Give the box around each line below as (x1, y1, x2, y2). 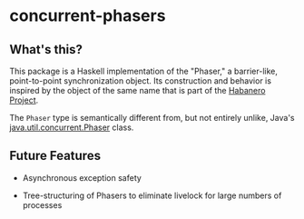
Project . (9, 95, 39, 105)
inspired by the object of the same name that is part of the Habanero (9, 85, 266, 95)
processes (22, 199, 63, 210)
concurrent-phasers (9, 5, 166, 26)
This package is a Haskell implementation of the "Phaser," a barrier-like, (9, 65, 279, 76)
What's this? (9, 42, 83, 57)
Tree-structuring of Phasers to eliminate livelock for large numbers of (22, 190, 282, 201)
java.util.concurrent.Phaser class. (9, 122, 134, 133)
